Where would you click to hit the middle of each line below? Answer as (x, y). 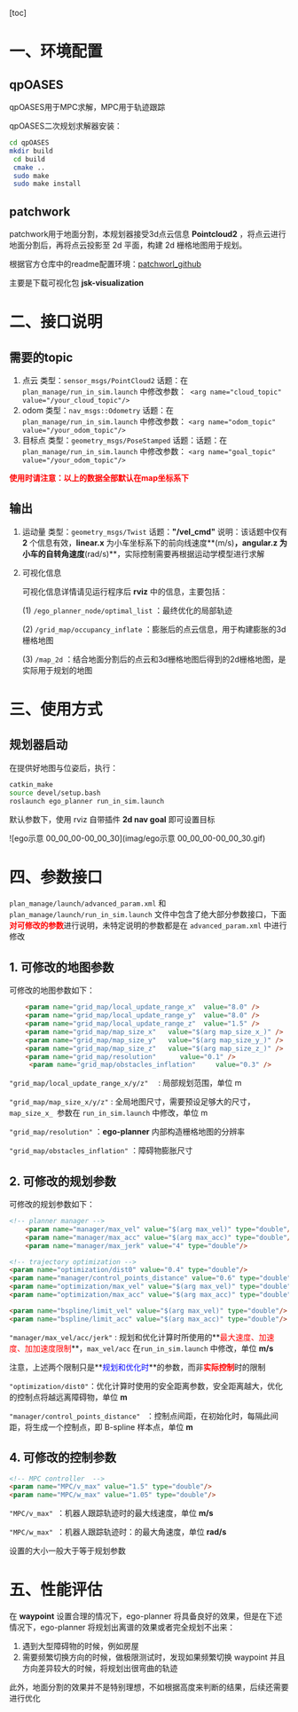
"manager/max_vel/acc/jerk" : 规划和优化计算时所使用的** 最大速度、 (134, 1337)
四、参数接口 (56, 877)
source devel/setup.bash (55, 793)
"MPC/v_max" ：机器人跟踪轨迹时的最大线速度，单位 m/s (111, 1513)
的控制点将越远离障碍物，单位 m (68, 1397)
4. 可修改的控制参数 (63, 1458)
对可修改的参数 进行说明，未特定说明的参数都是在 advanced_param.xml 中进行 (148, 925)
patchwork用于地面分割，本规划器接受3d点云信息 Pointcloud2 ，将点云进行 (148, 234)
